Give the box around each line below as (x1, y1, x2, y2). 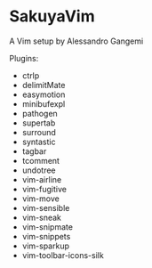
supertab (21, 118, 56, 128)
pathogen (21, 108, 58, 118)
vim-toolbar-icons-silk (21, 249, 104, 260)
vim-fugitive (21, 183, 67, 194)
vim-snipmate (21, 221, 74, 232)
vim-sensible (21, 202, 70, 213)
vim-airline (21, 174, 62, 184)
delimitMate (21, 79, 66, 90)
